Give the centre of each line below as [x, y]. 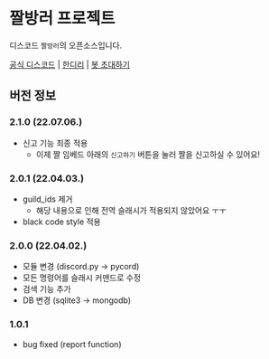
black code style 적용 [61, 222]
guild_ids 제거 [47, 199]
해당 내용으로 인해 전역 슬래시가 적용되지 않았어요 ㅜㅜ [131, 210]
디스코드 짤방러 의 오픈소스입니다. [66, 45]
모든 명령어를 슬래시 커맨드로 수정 [82, 278]
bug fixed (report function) [72, 344]
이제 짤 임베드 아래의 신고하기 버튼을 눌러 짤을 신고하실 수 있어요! [148, 154]
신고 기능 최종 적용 [55, 143]
